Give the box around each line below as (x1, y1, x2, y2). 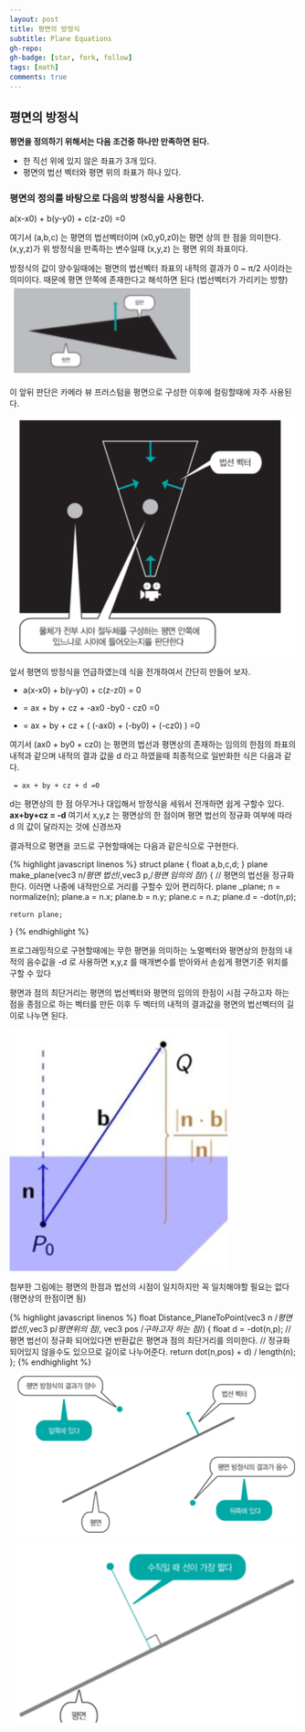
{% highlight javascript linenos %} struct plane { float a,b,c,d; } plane (9, 859, 268, 870)
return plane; (9, 910, 64, 920)
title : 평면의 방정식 (9, 24, 80, 34)
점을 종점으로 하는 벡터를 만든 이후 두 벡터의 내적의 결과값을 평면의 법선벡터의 (9, 998, 285, 1009)
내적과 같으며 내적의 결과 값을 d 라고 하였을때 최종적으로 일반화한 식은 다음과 (9, 750, 282, 762)
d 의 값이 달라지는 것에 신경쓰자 (9, 821, 121, 832)
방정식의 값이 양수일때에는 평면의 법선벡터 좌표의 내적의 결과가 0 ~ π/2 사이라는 (9, 262, 293, 273)
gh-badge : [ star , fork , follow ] (9, 53, 132, 63)
